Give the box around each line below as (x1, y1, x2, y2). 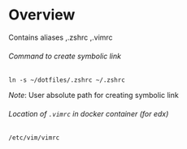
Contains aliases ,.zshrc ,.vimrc (8, 32, 113, 42)
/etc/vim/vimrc (8, 134, 60, 143)
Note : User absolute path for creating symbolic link (8, 91, 179, 100)
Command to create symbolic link (8, 51, 122, 61)
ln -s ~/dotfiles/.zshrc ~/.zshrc (8, 76, 126, 84)
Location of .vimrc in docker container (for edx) (8, 109, 169, 118)
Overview (8, 6, 76, 24)
